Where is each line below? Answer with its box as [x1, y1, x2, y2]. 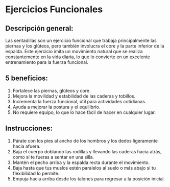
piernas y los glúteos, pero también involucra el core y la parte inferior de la [5, 43, 164, 49]
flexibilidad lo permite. [12, 170, 60, 176]
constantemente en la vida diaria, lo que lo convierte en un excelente [5, 54, 151, 60]
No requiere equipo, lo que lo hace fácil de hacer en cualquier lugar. [12, 109, 156, 115]
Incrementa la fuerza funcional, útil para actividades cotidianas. [12, 98, 147, 104]
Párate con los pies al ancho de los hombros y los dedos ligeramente [12, 137, 158, 144]
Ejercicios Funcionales [5, 4, 103, 15]
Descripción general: [5, 24, 74, 33]
